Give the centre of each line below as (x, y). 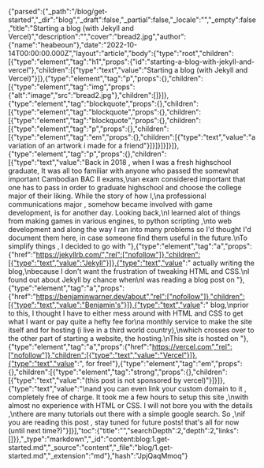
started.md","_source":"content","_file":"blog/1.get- (91, 447)
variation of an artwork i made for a (65, 146)
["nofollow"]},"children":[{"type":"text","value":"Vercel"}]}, (103, 355)
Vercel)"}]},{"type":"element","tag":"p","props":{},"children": (106, 79)
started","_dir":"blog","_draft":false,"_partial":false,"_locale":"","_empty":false (132, 20)
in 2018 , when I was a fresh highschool (167, 162)
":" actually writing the (218, 263)
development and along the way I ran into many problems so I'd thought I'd (130, 229)
